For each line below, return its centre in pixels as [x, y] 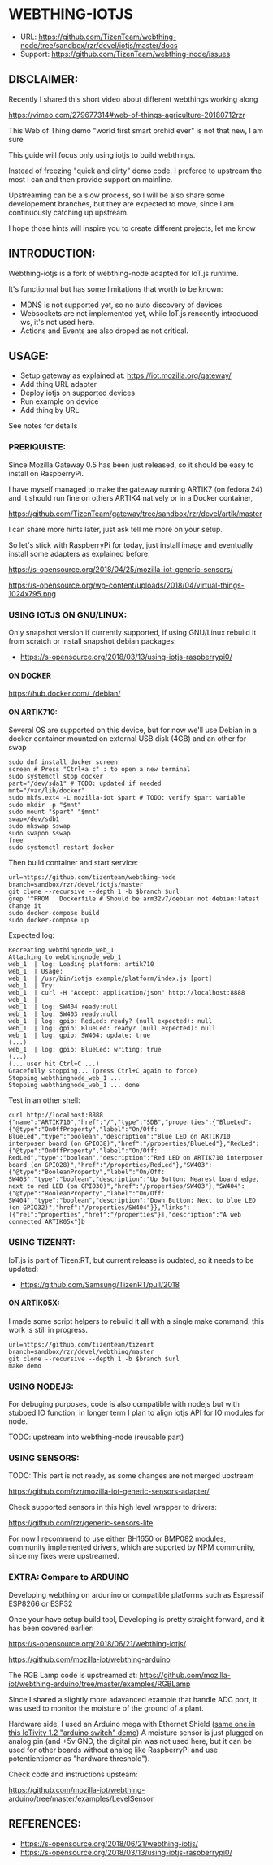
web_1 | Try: [32, 986]
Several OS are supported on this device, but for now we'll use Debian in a [133, 730]
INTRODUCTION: [52, 254]
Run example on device [59, 401]
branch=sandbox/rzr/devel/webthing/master [81, 1351]
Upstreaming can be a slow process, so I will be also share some [117, 195]
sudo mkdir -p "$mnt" [45, 805]
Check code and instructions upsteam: [73, 1774]
